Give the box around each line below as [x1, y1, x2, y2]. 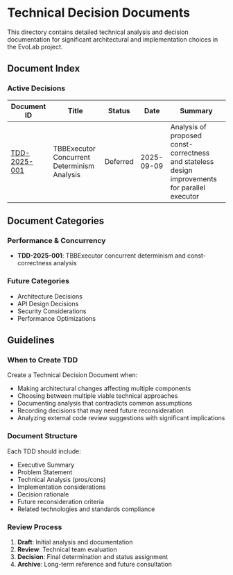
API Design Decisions [17, 299, 79, 308]
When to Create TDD [7, 355, 78, 365]
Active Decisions [7, 83, 66, 93]
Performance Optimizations [17, 314, 96, 322]
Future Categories [7, 276, 69, 286]
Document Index [7, 62, 80, 74]
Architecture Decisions [17, 292, 83, 300]
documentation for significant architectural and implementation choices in [7, 35, 218, 43]
